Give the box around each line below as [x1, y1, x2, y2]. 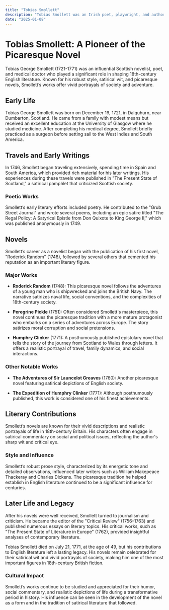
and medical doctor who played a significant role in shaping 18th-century [5, 71, 157, 77]
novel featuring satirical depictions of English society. [12, 380, 124, 386]
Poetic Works [5, 193, 39, 200]
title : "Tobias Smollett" [5, 7, 59, 13]
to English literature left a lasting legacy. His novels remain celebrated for [5, 549, 156, 555]
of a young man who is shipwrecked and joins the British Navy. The [12, 288, 152, 294]
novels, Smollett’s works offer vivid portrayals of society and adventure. [5, 82, 154, 88]
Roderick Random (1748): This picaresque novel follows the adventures [12, 283, 161, 289]
